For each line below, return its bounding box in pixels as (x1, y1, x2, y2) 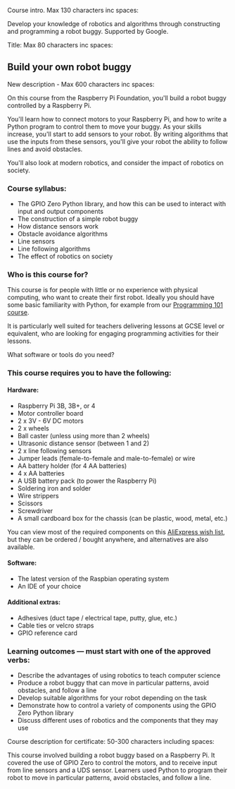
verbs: (7, 655, 30, 665)
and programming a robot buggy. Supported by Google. (7, 28, 169, 35)
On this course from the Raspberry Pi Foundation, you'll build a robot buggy (7, 93, 227, 102)
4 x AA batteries (17, 469, 65, 477)
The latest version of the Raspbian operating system (17, 574, 170, 583)
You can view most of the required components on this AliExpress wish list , (7, 527, 225, 536)
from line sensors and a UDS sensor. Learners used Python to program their (7, 766, 227, 775)
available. (7, 543, 35, 551)
